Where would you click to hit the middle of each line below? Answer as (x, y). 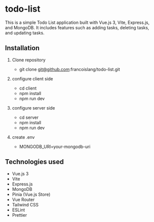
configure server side (33, 108)
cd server (29, 117)
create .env (23, 137)
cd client (28, 88)
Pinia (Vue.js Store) (31, 194)
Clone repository (29, 60)
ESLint (18, 210)
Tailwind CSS (25, 204)
